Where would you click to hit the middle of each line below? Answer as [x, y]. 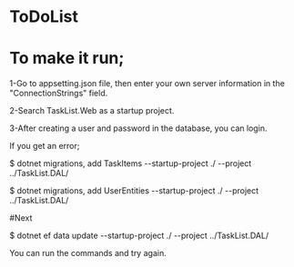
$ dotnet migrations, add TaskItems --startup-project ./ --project [131, 163]
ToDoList [44, 17]
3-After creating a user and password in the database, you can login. [138, 128]
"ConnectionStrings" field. [59, 94]
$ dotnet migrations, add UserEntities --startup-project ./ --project [134, 191]
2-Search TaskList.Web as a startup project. [92, 111]
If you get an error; [45, 146]
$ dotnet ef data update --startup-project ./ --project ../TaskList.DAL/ [139, 236]
